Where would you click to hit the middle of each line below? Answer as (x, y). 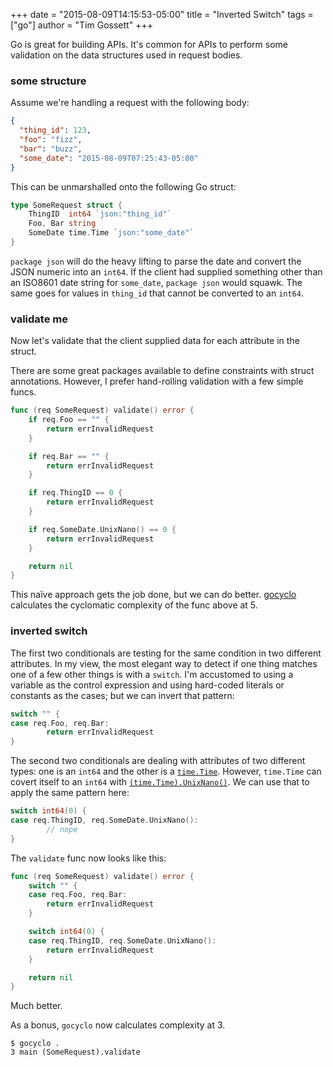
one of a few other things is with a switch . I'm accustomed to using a (152, 674)
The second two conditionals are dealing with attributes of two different (158, 761)
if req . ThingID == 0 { (75, 493)
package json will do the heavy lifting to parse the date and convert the (156, 261)
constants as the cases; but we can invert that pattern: (122, 695)
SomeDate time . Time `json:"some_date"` (111, 233)
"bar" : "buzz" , (51, 149)
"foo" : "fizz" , (51, 140)
